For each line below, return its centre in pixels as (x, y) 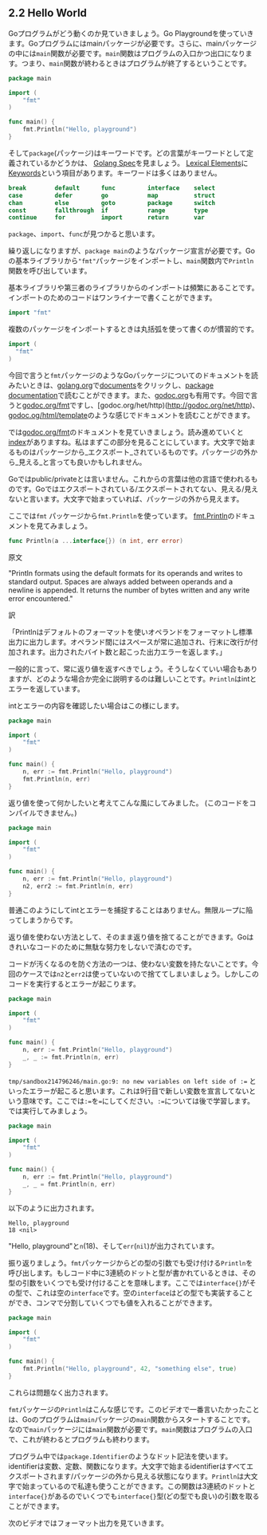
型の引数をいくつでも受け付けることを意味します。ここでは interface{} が (129, 1282)
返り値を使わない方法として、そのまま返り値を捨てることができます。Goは (131, 937)
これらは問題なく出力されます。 (61, 1392)
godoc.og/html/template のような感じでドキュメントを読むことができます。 (132, 415)
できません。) (56, 813)
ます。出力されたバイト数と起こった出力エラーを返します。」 (128, 651)
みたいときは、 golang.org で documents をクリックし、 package (111, 385)
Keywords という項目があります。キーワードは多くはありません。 (115, 173)
